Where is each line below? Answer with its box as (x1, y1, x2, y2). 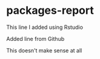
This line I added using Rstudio (6, 23, 84, 31)
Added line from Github (6, 35, 65, 42)
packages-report (6, 4, 94, 17)
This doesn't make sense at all (6, 46, 82, 54)
